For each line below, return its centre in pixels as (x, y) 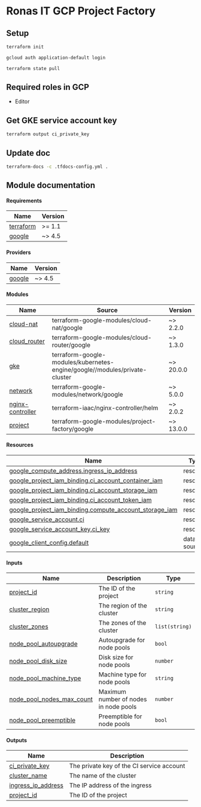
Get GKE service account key (62, 120)
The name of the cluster (103, 776)
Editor (22, 102)
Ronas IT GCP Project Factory (81, 11)
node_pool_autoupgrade (43, 644)
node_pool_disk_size (38, 661)
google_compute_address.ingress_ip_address (73, 471)
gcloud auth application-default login (56, 58)
